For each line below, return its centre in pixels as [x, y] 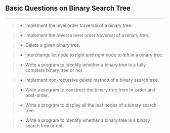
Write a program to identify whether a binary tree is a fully [85, 64]
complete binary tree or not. [54, 70]
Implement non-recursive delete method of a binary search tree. [92, 80]
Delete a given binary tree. [53, 45]
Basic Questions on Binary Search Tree [68, 8]
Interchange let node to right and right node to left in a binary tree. [94, 55]
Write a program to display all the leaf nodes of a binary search [91, 105]
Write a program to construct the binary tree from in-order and [90, 90]
